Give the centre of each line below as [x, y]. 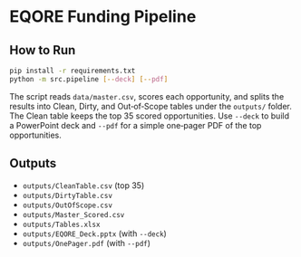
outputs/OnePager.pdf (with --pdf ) [87, 243]
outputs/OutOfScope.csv [68, 205]
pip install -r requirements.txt [73, 71]
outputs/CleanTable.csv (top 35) [83, 185]
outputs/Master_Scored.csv [73, 214]
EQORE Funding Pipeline [103, 17]
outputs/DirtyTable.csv [68, 195]
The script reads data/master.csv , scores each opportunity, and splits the [147, 96]
